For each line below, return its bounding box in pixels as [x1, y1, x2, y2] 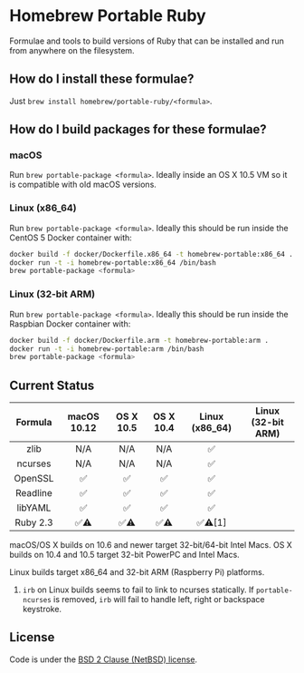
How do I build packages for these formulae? [9, 122, 267, 137]
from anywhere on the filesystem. [9, 44, 135, 55]
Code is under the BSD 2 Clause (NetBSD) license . [9, 654, 197, 665]
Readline [14, 487, 52, 500]
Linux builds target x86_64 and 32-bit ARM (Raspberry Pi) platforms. [9, 567, 265, 578]
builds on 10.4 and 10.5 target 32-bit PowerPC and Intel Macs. [9, 550, 240, 561]
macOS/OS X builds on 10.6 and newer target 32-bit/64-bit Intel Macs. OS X [9, 540, 292, 551]
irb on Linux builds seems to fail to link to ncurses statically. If [22, 584, 255, 595]
